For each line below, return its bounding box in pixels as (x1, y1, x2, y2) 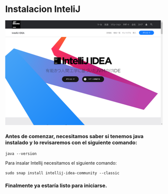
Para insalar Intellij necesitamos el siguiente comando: (5, 160, 117, 166)
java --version (5, 151, 37, 156)
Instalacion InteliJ (5, 3, 81, 15)
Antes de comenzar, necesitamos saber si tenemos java (5, 133, 144, 140)
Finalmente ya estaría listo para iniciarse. (5, 182, 107, 189)
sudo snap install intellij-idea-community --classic (5, 171, 120, 176)
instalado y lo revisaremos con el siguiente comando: (5, 139, 137, 146)
